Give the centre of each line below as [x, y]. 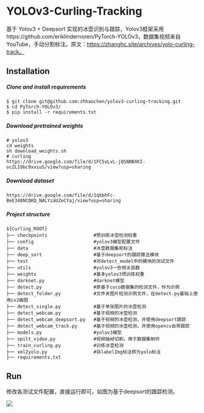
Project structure [28, 214]
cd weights [20, 146]
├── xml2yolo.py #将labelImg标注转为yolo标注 [84, 352]
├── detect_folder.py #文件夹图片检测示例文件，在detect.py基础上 [100, 294]
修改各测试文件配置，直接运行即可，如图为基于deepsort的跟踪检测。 [92, 392]
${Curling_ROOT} [27, 229]
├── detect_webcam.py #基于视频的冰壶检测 [72, 313]
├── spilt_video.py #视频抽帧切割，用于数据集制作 [83, 339]
